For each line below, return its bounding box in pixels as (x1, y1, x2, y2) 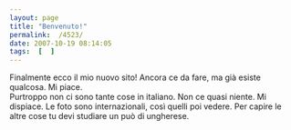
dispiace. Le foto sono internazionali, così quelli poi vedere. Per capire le (9, 101, 283, 112)
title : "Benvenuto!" (9, 22, 88, 31)
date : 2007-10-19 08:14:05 (9, 38, 112, 48)
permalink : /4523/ (9, 30, 84, 39)
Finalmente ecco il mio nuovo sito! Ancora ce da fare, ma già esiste (9, 72, 262, 83)
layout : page (9, 13, 59, 23)
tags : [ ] (9, 47, 55, 56)
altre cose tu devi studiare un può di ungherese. (9, 111, 190, 122)
